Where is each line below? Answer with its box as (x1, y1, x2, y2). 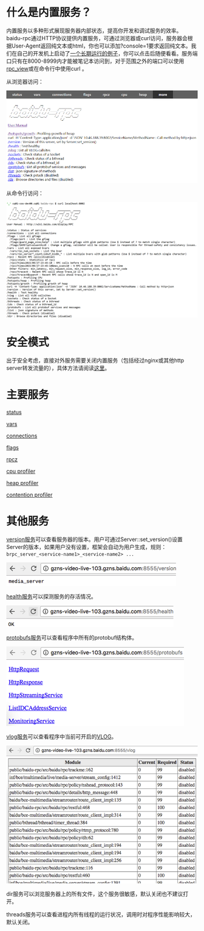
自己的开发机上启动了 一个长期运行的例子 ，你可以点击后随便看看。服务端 (16, 49, 198, 57)
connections (6, 432, 38, 439)
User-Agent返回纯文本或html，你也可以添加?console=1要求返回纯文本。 (11, 42, 191, 49)
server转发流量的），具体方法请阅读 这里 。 (6, 364, 110, 372)
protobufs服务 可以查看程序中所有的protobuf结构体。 (6, 634, 138, 641)
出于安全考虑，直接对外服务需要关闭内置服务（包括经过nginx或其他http (6, 356, 185, 364)
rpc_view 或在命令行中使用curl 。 (6, 65, 88, 72)
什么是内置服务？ (6, 5, 92, 19)
